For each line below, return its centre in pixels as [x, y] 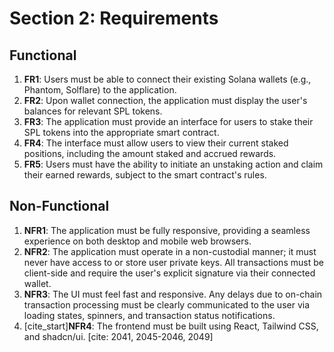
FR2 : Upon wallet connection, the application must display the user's [165, 100]
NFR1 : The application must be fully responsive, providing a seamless [167, 230]
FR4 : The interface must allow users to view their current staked [156, 143]
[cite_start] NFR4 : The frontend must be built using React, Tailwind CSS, [171, 326]
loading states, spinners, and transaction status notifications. [149, 315]
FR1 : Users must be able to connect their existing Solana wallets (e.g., [167, 79]
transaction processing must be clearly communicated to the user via [167, 304]
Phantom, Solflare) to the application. [100, 90]
